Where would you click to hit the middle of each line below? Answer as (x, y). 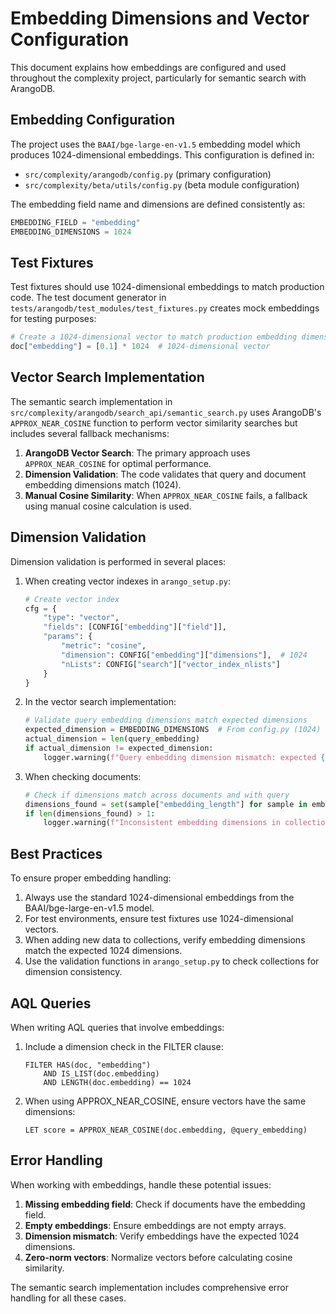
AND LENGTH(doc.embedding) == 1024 (117, 1082)
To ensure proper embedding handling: (91, 878)
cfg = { (40, 608)
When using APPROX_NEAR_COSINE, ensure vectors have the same (165, 1101)
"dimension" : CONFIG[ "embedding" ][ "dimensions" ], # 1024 (184, 655)
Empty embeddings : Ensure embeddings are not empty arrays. (155, 1225)
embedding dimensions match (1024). (103, 484)
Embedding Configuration (92, 120)
